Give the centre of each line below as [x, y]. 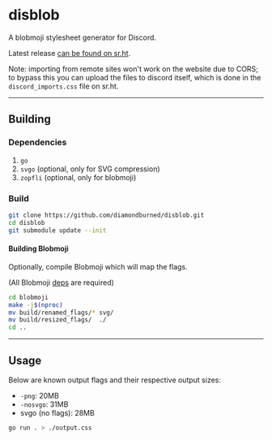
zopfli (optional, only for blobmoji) [78, 177]
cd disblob [27, 222]
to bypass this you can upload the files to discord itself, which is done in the [135, 77]
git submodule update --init [57, 230]
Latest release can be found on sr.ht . [70, 53]
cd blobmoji [28, 297]
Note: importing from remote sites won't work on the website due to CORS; [134, 69]
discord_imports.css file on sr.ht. [64, 86]
